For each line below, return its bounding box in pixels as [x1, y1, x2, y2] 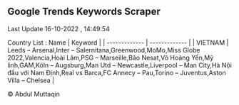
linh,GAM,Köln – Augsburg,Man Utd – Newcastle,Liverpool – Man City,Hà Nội [7, 60, 232, 70]
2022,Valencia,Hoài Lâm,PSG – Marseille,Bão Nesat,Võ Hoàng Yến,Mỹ [7, 53, 214, 62]
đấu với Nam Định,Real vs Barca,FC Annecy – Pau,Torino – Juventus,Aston [7, 68, 226, 77]
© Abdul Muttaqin [7, 89, 61, 98]
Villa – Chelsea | [7, 76, 55, 84]
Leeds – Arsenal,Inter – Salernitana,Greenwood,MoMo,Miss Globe [7, 45, 201, 54]
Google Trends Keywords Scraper [7, 6, 161, 18]
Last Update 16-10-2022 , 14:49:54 [7, 24, 111, 33]
